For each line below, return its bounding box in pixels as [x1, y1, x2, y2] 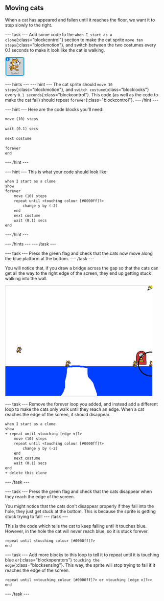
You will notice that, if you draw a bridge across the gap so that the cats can [5, 265, 159, 271]
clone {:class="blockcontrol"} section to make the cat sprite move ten [5, 37, 143, 43]
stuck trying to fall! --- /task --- [5, 513, 69, 519]
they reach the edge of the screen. [5, 493, 75, 499]
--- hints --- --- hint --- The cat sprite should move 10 [5, 81, 113, 87]
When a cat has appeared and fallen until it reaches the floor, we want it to [5, 17, 155, 22]
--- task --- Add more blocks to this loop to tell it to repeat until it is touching [5, 552, 159, 557]
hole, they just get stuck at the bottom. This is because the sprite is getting [5, 508, 156, 514]
